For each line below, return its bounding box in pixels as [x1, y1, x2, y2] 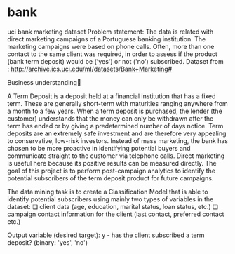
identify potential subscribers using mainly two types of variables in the [7, 194, 214, 203]
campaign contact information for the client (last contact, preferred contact [7, 210, 224, 218]
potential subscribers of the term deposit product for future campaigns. [7, 173, 214, 182]
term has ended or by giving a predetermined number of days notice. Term [7, 121, 224, 130]
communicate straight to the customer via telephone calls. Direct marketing [7, 152, 225, 160]
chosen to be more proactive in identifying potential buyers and [7, 144, 191, 152]
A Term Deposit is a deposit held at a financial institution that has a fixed [7, 92, 216, 100]
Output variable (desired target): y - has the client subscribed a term [7, 231, 205, 239]
